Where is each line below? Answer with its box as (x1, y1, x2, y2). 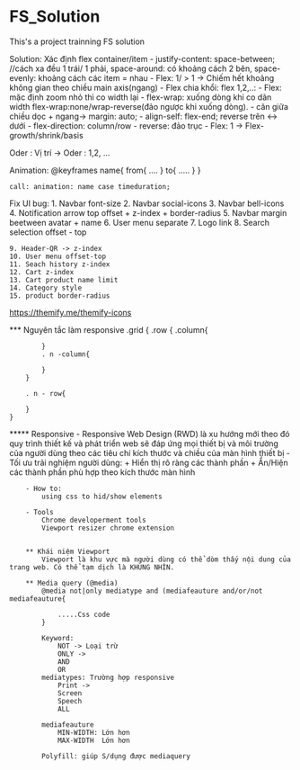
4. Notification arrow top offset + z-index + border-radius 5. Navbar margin (9, 207, 287, 218)
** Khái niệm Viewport (25, 547, 110, 556)
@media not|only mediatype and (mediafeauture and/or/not (41, 586, 263, 595)
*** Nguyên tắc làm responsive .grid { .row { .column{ (9, 324, 208, 335)
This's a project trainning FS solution (9, 36, 146, 47)
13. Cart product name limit (9, 275, 119, 284)
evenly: (9, 72, 37, 83)
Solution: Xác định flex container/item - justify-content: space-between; (9, 53, 276, 64)
